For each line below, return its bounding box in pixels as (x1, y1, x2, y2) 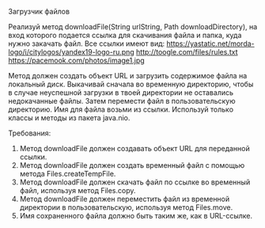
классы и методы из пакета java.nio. (8, 113, 131, 122)
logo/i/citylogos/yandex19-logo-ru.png (8, 47, 134, 56)
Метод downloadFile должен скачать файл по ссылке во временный (19, 177, 251, 187)
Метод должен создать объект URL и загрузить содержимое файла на (8, 71, 248, 80)
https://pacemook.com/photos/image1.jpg (8, 55, 145, 65)
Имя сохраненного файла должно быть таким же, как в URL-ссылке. (19, 211, 253, 220)
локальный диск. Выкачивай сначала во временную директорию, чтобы (8, 79, 254, 89)
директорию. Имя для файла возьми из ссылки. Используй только (8, 104, 234, 114)
